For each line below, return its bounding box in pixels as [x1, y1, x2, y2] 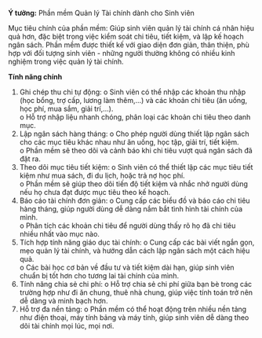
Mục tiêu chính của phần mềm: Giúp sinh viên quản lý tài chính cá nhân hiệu [8, 24, 255, 32]
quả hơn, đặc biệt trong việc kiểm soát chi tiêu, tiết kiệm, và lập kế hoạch [8, 32, 245, 41]
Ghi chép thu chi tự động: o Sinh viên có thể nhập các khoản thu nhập [19, 87, 246, 97]
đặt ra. [19, 154, 41, 163]
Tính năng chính [8, 72, 63, 81]
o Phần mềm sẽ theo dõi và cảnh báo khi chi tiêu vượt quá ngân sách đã [19, 146, 253, 155]
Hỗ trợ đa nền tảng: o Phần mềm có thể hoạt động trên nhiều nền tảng [19, 304, 247, 314]
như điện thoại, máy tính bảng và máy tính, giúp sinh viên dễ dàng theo [19, 313, 249, 322]
